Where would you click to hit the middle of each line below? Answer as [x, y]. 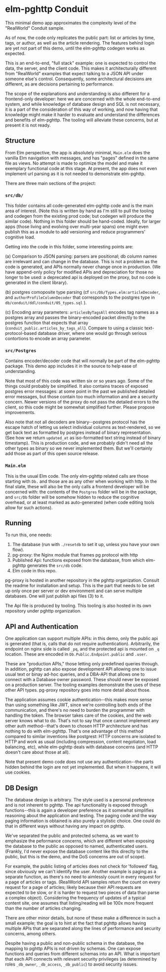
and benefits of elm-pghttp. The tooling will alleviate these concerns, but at [82, 120]
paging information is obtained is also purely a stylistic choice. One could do [83, 821]
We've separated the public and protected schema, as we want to [72, 836]
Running [19, 523]
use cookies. [18, 772]
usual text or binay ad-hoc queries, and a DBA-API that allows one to [75, 674]
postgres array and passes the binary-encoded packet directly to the [75, 318]
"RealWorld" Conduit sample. [35, 28]
